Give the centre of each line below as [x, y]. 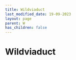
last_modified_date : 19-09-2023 [38, 14]
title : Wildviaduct [25, 10]
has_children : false [26, 28]
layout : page [18, 19]
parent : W [15, 23]
